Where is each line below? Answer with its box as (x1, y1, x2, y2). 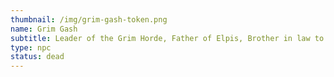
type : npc (10, 42, 52, 53)
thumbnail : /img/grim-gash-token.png (10, 14, 168, 25)
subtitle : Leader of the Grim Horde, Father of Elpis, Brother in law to (10, 33, 325, 43)
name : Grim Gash (10, 24, 78, 34)
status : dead (10, 52, 65, 62)
